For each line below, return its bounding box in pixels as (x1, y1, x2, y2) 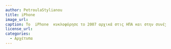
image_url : (5, 17, 28, 22)
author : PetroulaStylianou (5, 7, 63, 13)
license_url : (5, 27, 33, 32)
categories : (5, 31, 31, 36)
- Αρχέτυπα (10, 36, 33, 41)
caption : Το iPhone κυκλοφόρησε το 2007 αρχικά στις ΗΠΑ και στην (5, 21, 154, 27)
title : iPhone (5, 12, 36, 17)
